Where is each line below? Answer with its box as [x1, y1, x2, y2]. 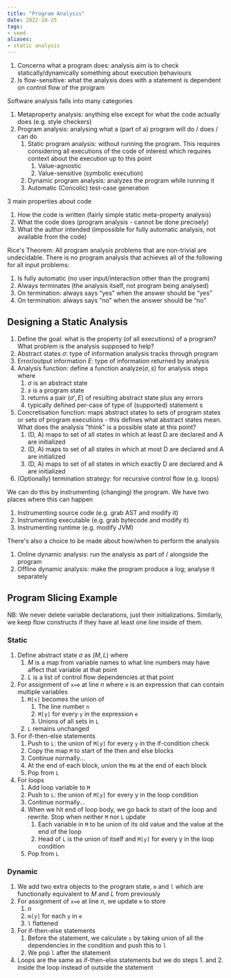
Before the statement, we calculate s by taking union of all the [27, 934, 204, 942]
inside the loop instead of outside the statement [17, 963, 154, 972]
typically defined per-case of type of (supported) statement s [27, 401, 203, 409]
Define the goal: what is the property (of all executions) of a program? [17, 334, 216, 343]
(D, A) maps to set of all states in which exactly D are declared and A [27, 460, 223, 468]
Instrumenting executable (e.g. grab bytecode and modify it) [17, 516, 190, 524]
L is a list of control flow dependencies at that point [27, 673, 174, 681]
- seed [7, 29, 26, 37]
